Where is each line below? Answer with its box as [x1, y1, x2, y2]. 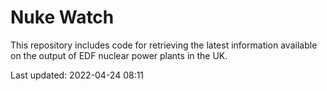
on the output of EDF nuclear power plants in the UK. [10, 49, 228, 61]
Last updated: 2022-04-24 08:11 [10, 69, 145, 81]
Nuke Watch [10, 6, 115, 29]
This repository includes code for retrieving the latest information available [10, 39, 318, 51]
